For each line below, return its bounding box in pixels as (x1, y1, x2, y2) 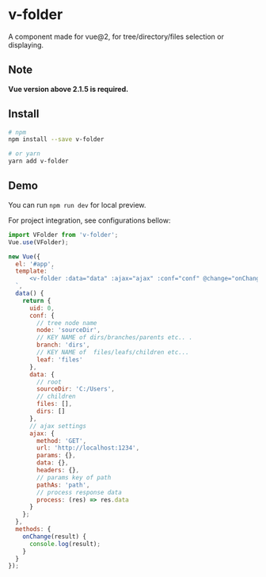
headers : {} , (36, 466, 80, 474)
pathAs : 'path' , (36, 481, 90, 489)
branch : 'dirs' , (36, 341, 90, 350)
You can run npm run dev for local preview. (8, 200, 146, 209)
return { (22, 296, 51, 304)
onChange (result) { (22, 533, 87, 541)
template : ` (15, 267, 55, 275)
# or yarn (8, 150, 41, 158)
